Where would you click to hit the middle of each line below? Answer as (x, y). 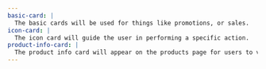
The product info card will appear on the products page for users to (134, 52)
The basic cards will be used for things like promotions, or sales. (132, 23)
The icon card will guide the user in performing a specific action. (132, 38)
